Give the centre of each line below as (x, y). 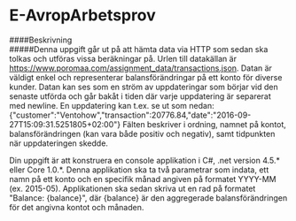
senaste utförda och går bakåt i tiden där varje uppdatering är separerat (140, 96)
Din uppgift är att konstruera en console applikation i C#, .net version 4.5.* (145, 160)
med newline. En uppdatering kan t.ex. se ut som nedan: (112, 105)
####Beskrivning (41, 40)
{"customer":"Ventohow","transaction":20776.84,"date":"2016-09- (130, 115)
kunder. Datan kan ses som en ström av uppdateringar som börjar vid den (144, 87)
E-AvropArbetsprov (83, 15)
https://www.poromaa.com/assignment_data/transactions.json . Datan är (141, 68)
